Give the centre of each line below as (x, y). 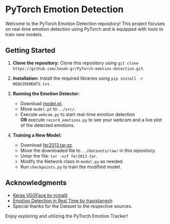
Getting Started (30, 50)
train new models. (24, 34)
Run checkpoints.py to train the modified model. (71, 167)
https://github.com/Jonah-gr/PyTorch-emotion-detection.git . (78, 68)
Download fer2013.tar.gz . (47, 145)
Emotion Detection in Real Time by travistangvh (63, 200)
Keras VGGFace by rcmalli (40, 195)
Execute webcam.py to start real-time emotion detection (78, 114)
